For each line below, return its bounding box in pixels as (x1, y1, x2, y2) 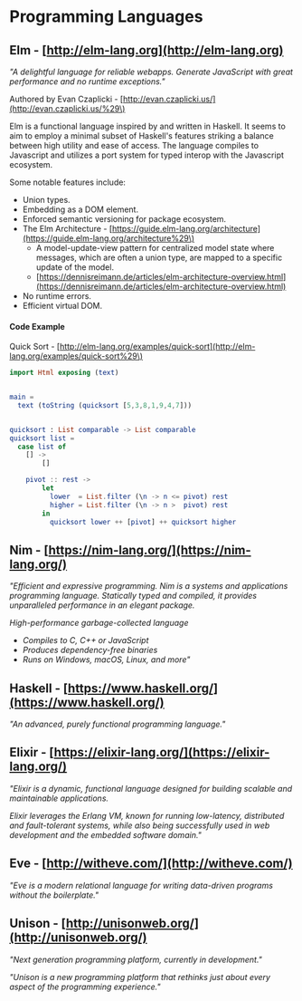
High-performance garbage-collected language (9, 618, 189, 629)
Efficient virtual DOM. (22, 301, 103, 311)
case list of (17, 442, 67, 451)
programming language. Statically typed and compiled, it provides (9, 591, 258, 602)
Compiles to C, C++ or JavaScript (22, 635, 149, 646)
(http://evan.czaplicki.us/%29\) (9, 103, 126, 114)
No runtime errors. (22, 291, 92, 301)
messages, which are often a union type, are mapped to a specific (35, 252, 283, 263)
